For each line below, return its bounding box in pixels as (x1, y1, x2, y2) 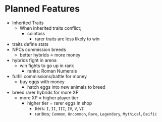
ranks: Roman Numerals (27, 68, 77, 74)
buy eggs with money (19, 79, 65, 85)
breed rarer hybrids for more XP (12, 89, 79, 95)
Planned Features (5, 3, 80, 15)
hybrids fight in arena (12, 57, 57, 63)
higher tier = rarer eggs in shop (27, 100, 92, 106)
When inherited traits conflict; (19, 25, 82, 31)
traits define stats (12, 41, 49, 47)
